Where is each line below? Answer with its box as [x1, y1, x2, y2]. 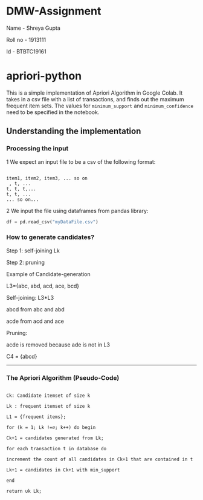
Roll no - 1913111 [6, 36, 47, 43]
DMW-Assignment [6, 4, 101, 18]
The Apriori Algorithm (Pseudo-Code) [6, 373, 120, 382]
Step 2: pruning [6, 258, 45, 266]
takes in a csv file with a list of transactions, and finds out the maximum [6, 95, 184, 103]
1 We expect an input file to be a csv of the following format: [6, 158, 156, 165]
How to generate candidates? [6, 233, 95, 242]
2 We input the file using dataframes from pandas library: [6, 207, 149, 214]
